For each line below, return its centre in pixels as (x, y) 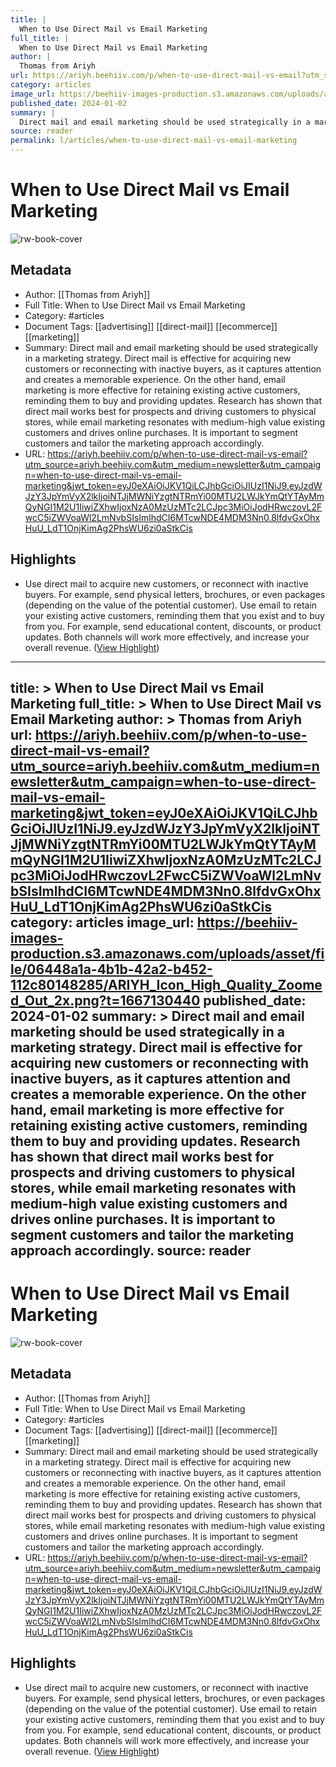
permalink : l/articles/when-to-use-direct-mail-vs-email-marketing (154, 141)
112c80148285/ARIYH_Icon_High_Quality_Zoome (166, 984)
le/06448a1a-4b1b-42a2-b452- (111, 969)
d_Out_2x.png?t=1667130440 (105, 1000)
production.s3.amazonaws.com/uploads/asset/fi (167, 953)
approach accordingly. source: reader (131, 1250)
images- (37, 937)
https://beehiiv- (247, 922)
